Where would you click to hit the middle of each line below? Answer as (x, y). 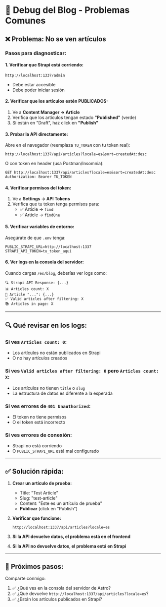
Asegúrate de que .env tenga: (35, 238)
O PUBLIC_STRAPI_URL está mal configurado (56, 451)
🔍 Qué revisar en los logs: (46, 326)
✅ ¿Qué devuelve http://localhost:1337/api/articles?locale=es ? (80, 593)
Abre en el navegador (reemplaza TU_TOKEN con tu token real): (68, 145)
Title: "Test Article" (39, 493)
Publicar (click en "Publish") (49, 509)
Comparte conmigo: (25, 578)
